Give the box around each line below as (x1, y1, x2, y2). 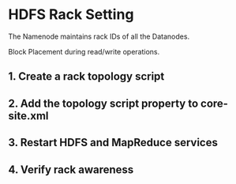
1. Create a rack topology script (8, 69, 165, 84)
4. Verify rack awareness (8, 163, 134, 176)
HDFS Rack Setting (8, 6, 134, 24)
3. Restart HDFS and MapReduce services (8, 136, 219, 149)
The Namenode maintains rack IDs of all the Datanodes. (8, 32, 190, 41)
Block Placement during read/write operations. (8, 47, 160, 56)
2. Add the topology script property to (8, 96, 199, 110)
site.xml (8, 109, 49, 122)
